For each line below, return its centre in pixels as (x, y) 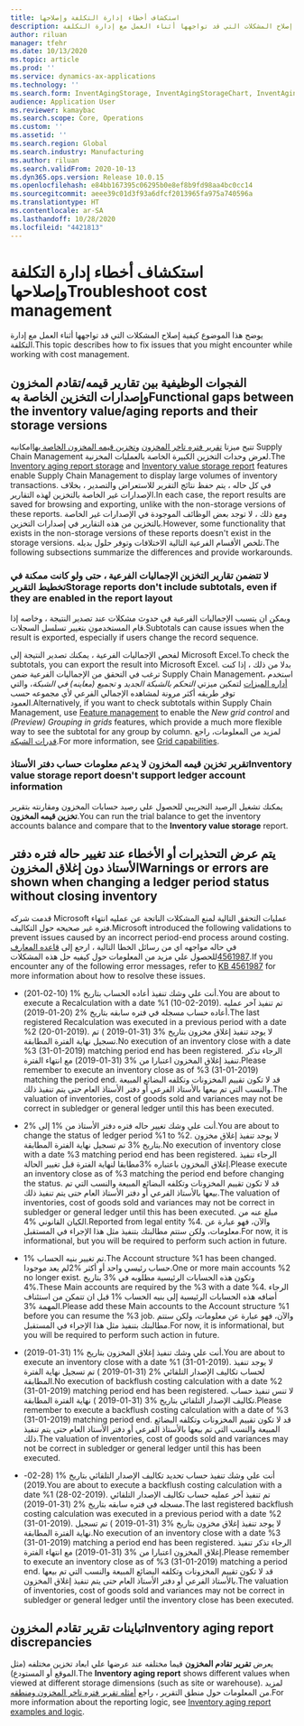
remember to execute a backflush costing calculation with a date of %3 (156, 1409)
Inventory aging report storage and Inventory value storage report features (149, 466)
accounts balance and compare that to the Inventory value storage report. (149, 826)
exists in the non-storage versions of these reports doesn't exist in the (141, 533)
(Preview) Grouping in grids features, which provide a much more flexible (146, 722)
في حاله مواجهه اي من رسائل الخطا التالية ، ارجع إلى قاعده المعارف (124, 946)
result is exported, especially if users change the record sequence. (135, 637)
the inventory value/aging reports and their (134, 411)
